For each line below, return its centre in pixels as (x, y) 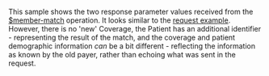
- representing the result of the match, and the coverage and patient (122, 37)
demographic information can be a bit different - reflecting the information (132, 46)
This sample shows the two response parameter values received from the (131, 12)
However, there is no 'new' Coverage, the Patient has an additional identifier (134, 29)
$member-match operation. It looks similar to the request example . (120, 20)
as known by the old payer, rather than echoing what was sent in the (122, 55)
